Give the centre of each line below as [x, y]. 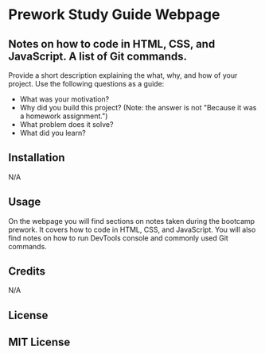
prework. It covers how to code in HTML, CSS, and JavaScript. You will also [132, 229]
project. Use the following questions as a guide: [86, 84]
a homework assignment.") [64, 116]
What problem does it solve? [66, 124]
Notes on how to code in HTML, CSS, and [112, 44]
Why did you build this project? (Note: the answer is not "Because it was [138, 108]
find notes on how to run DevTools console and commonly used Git [118, 238]
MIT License [39, 342]
